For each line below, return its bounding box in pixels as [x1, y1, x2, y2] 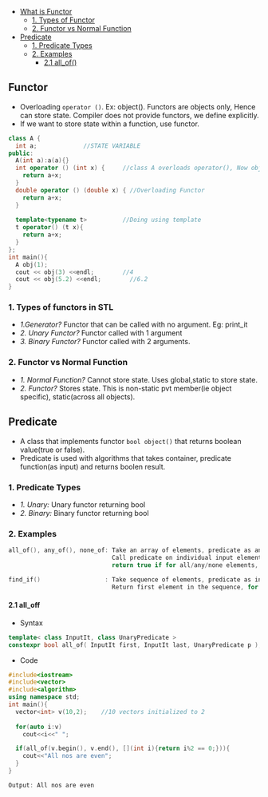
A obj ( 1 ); [15, 260, 48, 268]
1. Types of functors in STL [8, 302, 114, 313]
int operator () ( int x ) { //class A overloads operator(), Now [15, 164, 248, 172]
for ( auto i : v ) [15, 723, 62, 731]
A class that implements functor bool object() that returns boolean [19, 436, 242, 446]
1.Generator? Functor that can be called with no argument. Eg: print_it [19, 319, 248, 330]
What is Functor [19, 7, 73, 16]
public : [8, 149, 34, 157]
